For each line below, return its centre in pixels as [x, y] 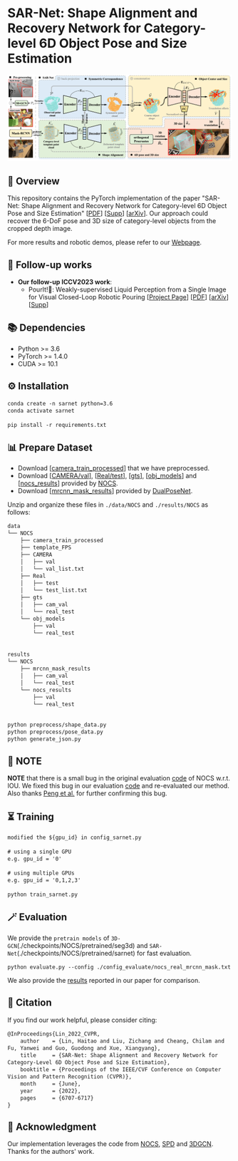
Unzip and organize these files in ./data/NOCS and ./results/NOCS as [108, 505]
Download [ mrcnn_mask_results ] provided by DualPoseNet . [105, 491]
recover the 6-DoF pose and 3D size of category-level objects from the [112, 221]
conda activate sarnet [41, 411]
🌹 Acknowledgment [52, 1127]
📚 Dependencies [46, 328]
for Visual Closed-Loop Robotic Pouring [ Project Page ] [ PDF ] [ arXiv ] [129, 296]
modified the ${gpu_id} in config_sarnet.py [74, 838]
